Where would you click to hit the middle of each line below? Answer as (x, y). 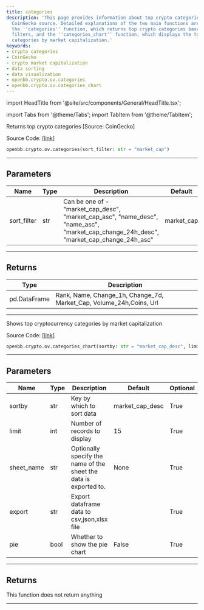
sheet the (84, 471)
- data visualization (34, 74)
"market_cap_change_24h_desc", (111, 232)
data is (80, 479)
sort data (84, 413)
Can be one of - (86, 202)
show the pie (89, 544)
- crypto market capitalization (47, 63)
